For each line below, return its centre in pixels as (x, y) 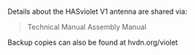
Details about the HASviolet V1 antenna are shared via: (97, 12)
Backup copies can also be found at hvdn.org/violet (93, 42)
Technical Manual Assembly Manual (87, 27)
